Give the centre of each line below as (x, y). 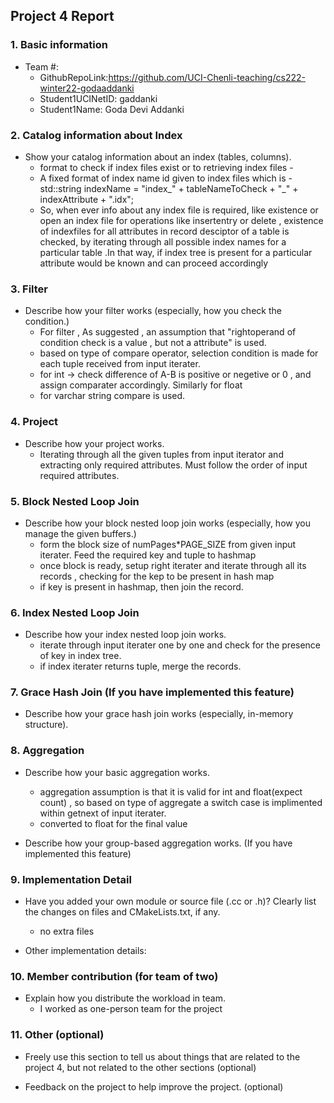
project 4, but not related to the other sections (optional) (140, 1067)
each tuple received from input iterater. (120, 364)
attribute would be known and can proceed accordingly (154, 263)
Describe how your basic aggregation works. (117, 772)
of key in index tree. (80, 656)
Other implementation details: (85, 951)
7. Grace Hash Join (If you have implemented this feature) (152, 692)
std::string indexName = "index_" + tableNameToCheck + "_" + (169, 188)
